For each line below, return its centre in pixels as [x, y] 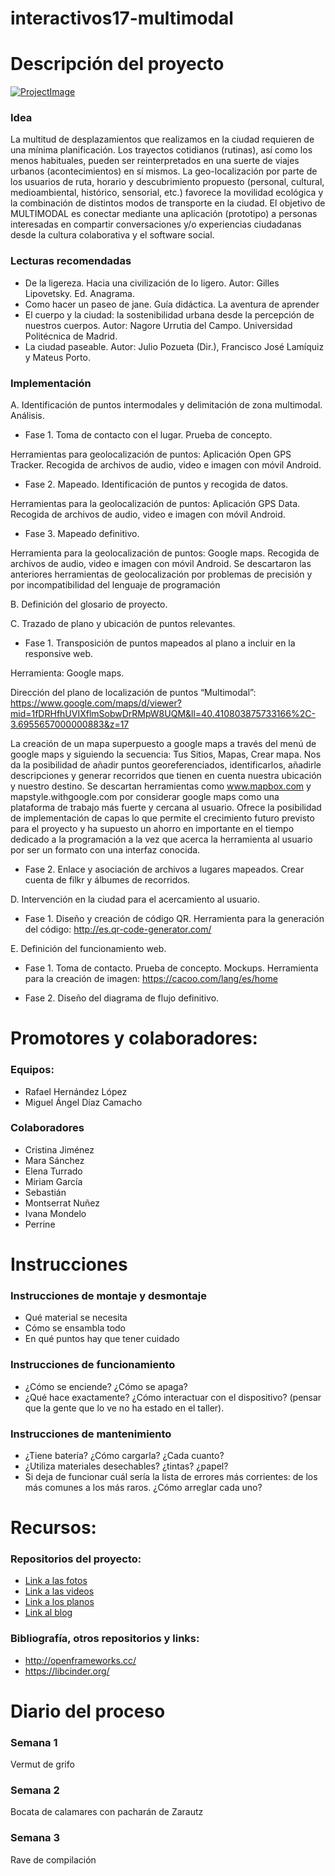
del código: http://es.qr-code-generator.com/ [118, 929]
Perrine [40, 1224]
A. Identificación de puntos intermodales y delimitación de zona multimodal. [166, 405]
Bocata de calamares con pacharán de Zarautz [107, 1812]
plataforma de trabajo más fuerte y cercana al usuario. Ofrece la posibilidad [166, 808]
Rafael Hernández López [76, 1091]
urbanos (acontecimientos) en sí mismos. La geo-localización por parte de [164, 171]
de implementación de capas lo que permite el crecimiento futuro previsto [162, 818]
